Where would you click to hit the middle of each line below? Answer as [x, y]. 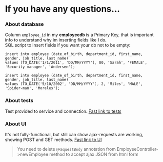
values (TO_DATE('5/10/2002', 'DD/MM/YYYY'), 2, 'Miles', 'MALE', [74, 84]
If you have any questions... [63, 9]
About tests [19, 101]
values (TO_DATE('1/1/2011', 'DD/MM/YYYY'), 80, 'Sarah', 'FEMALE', [76, 63]
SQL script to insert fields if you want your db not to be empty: [68, 45]
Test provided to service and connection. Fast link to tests [63, 111]
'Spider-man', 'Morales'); [32, 88]
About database [24, 24]
